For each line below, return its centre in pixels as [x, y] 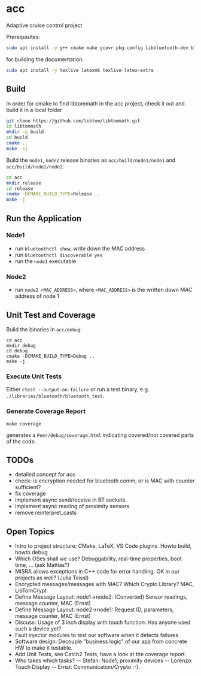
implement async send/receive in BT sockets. [71, 500]
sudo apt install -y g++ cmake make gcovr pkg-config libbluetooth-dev [97, 48]
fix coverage [30, 494]
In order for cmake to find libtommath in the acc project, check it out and [96, 103]
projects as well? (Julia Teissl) [52, 578]
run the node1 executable [45, 261]
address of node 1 [37, 296]
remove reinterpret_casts [45, 513]
